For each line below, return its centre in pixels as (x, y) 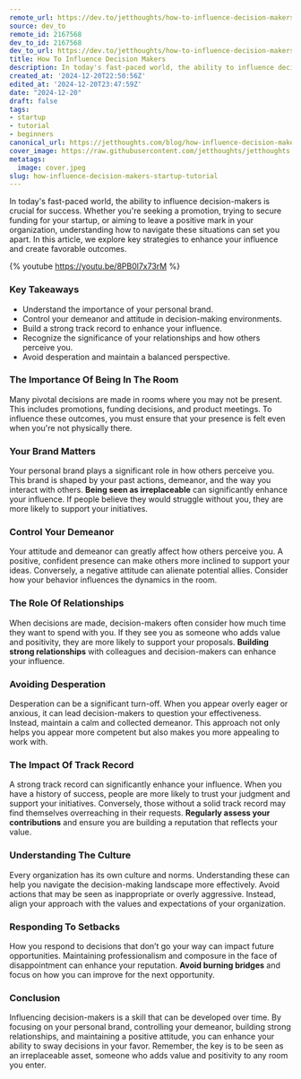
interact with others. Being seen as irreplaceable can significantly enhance (149, 490)
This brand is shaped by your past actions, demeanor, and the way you (140, 480)
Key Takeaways (44, 289)
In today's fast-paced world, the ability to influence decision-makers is (140, 202)
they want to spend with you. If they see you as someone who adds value (145, 632)
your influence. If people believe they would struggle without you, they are (146, 499)
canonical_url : (38, 142)
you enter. (28, 1065)
